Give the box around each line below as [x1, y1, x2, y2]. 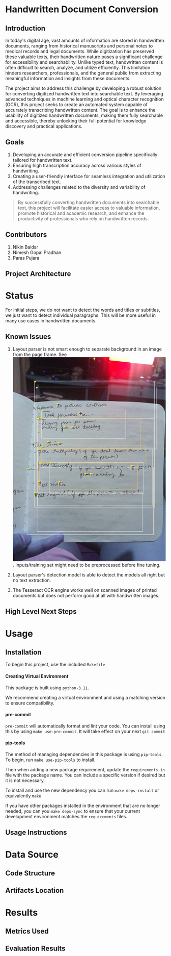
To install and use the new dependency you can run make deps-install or [5, 787, 159, 794]
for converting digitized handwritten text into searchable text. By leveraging [5, 91, 164, 96]
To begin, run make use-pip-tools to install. [5, 757, 96, 763]
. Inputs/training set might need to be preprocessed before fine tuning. [12, 562, 161, 568]
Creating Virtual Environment [5, 673, 69, 680]
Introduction [5, 24, 46, 33]
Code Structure [5, 869, 55, 877]
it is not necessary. [5, 777, 45, 784]
